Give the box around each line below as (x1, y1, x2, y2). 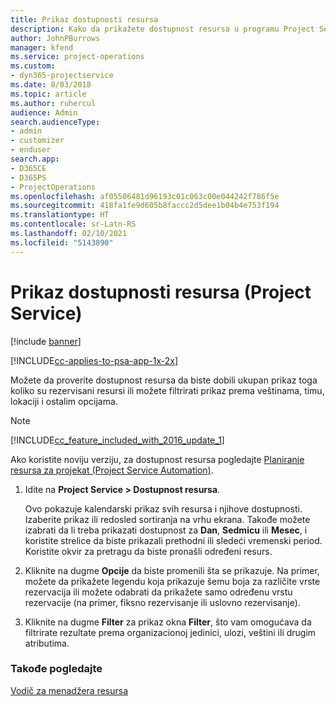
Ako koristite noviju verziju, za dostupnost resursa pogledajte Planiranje (10, 453, 305, 465)
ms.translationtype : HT (10, 210, 110, 220)
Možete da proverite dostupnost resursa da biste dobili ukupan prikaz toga (10, 374, 318, 386)
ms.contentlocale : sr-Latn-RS (10, 219, 137, 230)
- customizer (10, 136, 65, 146)
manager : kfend (10, 42, 74, 53)
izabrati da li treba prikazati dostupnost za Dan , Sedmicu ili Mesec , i (24, 524, 308, 536)
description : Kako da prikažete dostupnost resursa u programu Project (10, 24, 315, 34)
